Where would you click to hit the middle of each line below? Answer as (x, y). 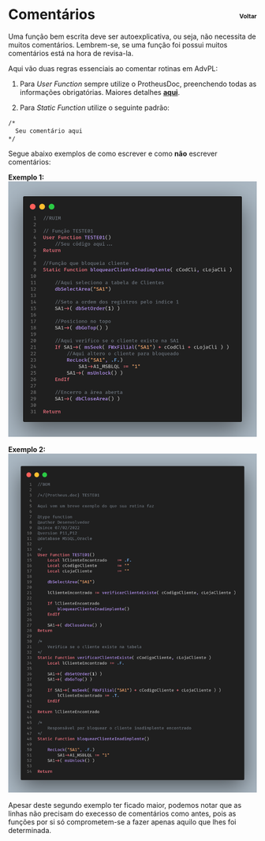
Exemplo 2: (27, 449)
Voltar (248, 16)
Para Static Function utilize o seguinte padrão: (94, 107)
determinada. (30, 830)
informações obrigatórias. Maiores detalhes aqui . (99, 92)
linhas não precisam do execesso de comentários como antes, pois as (122, 813)
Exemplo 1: (26, 177)
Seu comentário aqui (49, 131)
